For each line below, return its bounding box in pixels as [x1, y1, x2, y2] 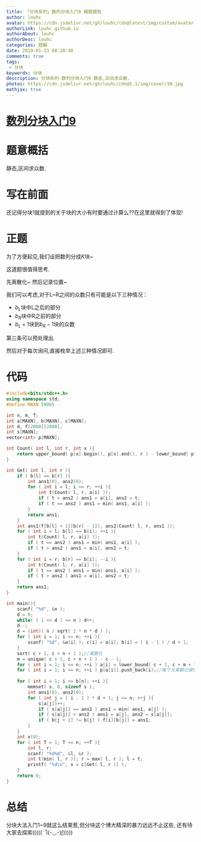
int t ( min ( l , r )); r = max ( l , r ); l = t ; [28, 756, 144, 762]
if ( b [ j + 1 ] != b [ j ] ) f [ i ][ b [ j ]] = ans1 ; [38, 717, 151, 724]
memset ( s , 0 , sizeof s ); [28, 684, 95, 690]
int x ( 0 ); [17, 734, 42, 740]
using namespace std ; [6, 396, 60, 402]
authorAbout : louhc [6, 31, 55, 37]
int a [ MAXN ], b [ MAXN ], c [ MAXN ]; [6, 418, 87, 424]
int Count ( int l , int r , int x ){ [6, 446, 95, 451]
